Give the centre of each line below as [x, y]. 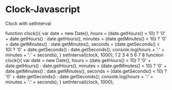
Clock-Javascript [43, 9]
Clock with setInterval [28, 23]
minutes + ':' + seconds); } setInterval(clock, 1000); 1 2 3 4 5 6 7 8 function [84, 55]
